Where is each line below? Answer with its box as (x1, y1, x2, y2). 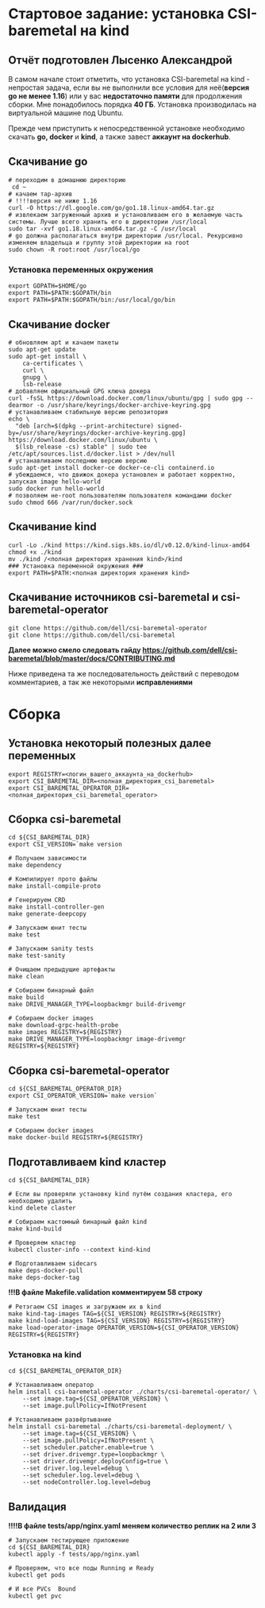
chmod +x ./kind (8, 548, 62, 556)
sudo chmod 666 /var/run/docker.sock (8, 498, 133, 506)
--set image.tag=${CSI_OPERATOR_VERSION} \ (22, 1395, 169, 1403)
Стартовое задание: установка (8, 5, 225, 23)
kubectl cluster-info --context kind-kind (8, 1246, 151, 1253)
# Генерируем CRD (8, 896, 66, 905)
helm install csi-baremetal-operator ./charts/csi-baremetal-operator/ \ (8, 1388, 258, 1396)
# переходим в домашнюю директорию (8, 176, 126, 184)
